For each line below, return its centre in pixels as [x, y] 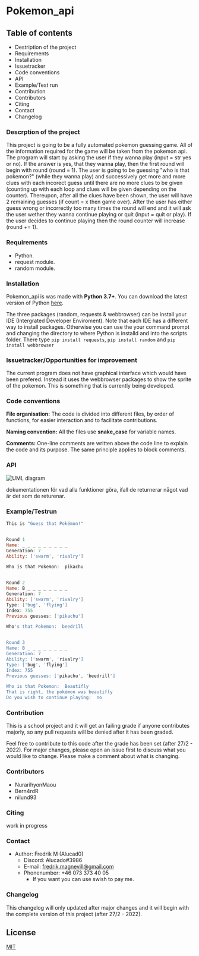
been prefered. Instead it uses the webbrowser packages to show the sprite [99, 379]
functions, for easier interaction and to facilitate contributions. [82, 420]
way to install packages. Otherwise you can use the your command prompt [98, 327]
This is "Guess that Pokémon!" [45, 524]
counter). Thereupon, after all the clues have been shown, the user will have [99, 196]
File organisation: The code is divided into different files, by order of [90, 414]
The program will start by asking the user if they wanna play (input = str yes [99, 158]
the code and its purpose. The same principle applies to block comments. [96, 449]
